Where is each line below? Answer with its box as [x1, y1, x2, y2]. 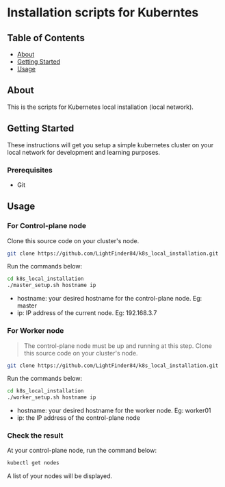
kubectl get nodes [7, 460, 59, 466]
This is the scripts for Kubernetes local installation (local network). [7, 103, 194, 111]
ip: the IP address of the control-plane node [16, 414, 140, 422]
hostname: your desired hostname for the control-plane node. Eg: [16, 295, 202, 303]
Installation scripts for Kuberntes [7, 5, 199, 21]
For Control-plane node [7, 221, 87, 231]
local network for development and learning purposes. [7, 148, 161, 156]
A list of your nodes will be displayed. [7, 472, 113, 480]
